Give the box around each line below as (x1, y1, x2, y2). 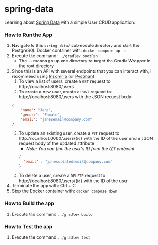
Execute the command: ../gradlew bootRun (11, 53, 98, 59)
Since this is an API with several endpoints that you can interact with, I (11, 68, 152, 74)
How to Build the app (4, 200, 54, 207)
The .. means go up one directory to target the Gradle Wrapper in (18, 58, 151, 64)
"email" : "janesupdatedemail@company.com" (23, 159, 112, 164)
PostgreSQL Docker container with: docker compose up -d (11, 47, 127, 54)
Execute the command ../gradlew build (11, 211, 93, 217)
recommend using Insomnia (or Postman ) (11, 74, 95, 79)
